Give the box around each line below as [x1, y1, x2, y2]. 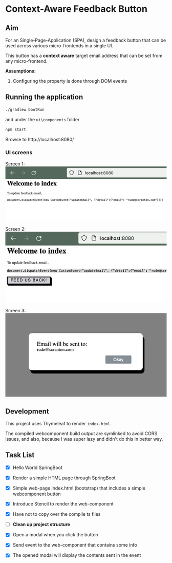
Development [5, 407, 50, 416]
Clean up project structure [12, 521, 71, 528]
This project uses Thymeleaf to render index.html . [5, 421, 112, 427]
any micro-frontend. [5, 58, 48, 64]
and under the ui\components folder [5, 116, 80, 122]
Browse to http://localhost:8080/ [5, 136, 74, 142]
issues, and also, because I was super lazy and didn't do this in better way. [5, 436, 163, 442]
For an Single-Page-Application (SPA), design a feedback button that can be [5, 37, 166, 43]
